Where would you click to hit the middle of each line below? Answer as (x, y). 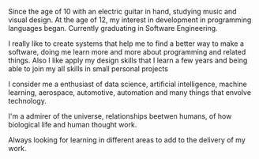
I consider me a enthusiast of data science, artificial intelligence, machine (128, 84)
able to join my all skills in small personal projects (88, 69)
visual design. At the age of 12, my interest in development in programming (130, 20)
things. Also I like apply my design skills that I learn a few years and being (128, 60)
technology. (28, 101)
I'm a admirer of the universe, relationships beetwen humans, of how (120, 116)
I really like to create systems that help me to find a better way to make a (126, 44)
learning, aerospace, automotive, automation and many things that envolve (129, 93)
